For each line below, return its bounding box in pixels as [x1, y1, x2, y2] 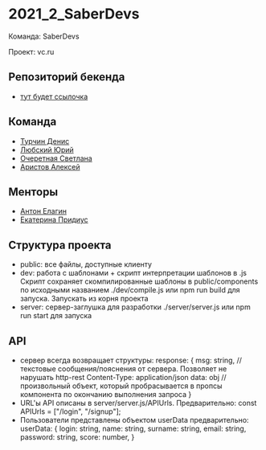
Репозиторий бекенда [8, 70, 125, 84]
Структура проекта [8, 238, 112, 252]
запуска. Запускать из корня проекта [19, 294, 149, 304]
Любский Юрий [19, 145, 74, 154]
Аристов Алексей [19, 162, 80, 171]
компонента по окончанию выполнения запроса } [19, 390, 192, 399]
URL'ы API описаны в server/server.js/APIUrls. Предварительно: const [19, 399, 257, 407]
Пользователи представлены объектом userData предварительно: [19, 415, 249, 424]
